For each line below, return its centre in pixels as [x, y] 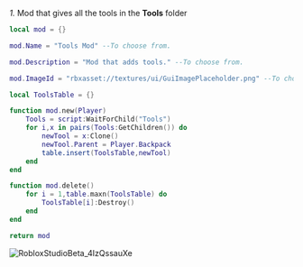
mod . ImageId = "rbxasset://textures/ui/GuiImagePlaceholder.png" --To [145, 78]
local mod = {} [38, 30]
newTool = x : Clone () [80, 136]
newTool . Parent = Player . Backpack [106, 144]
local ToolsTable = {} [52, 95]
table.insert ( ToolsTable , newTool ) [106, 152]
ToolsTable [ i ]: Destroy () [88, 203]
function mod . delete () [52, 186]
